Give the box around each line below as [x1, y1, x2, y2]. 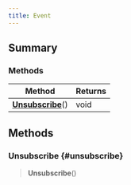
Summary [8, 41, 58, 55]
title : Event [8, 11, 52, 20]
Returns [75, 85, 107, 96]
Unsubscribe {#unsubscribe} [8, 150, 124, 161]
